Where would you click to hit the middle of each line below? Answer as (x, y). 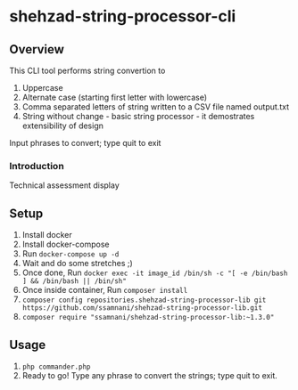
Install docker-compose (66, 244)
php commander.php (56, 367)
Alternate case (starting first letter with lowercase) (115, 97)
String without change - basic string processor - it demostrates (138, 116)
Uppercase (43, 88)
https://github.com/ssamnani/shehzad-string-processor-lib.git (142, 308)
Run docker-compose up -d (70, 254)
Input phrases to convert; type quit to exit (85, 143)
